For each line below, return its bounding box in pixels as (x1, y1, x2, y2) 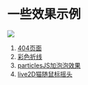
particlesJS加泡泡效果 (17, 61, 81, 70)
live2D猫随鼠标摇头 (17, 70, 73, 78)
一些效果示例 (7, 6, 82, 22)
